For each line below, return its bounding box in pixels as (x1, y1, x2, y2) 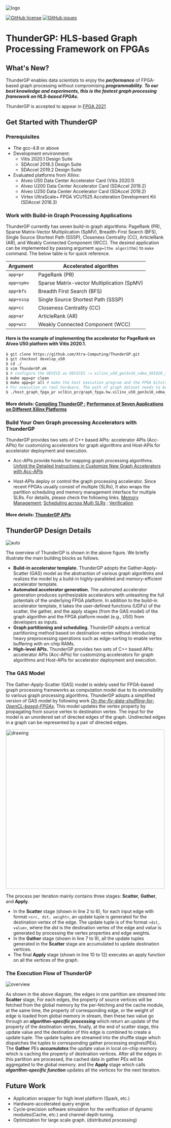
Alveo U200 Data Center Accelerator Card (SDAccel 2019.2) (20, 182, 147, 189)
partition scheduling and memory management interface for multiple (13, 489, 156, 495)
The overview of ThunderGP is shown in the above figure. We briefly (6, 549, 149, 556)
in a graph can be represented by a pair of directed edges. (6, 719, 128, 725)
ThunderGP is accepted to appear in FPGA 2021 (6, 103, 106, 109)
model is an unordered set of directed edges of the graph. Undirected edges (6, 714, 166, 720)
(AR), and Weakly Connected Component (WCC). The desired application (6, 240, 159, 246)
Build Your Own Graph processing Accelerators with (6, 418, 137, 426)
